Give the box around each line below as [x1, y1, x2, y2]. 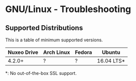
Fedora [75, 49, 93, 56]
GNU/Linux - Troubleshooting [5, 4, 131, 15]
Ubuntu [102, 49, 120, 56]
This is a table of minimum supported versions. [5, 37, 103, 43]
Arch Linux [43, 49, 70, 56]
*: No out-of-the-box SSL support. [5, 70, 77, 76]
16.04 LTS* [97, 57, 125, 64]
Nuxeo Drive [8, 49, 39, 56]
